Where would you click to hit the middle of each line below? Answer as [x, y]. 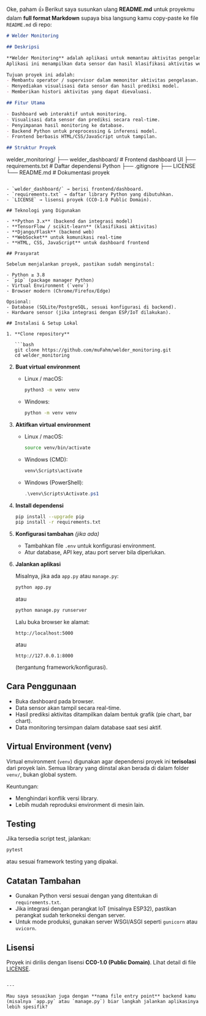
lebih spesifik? [27, 1007]
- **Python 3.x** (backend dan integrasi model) [70, 221]
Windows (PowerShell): [54, 482]
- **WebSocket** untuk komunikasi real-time [64, 238]
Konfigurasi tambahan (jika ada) [57, 534]
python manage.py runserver [51, 610]
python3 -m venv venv [52, 390]
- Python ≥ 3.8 [26, 275]
